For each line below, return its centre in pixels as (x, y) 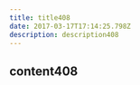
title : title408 (40, 18)
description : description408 (64, 34)
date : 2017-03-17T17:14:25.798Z (70, 26)
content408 (44, 71)
